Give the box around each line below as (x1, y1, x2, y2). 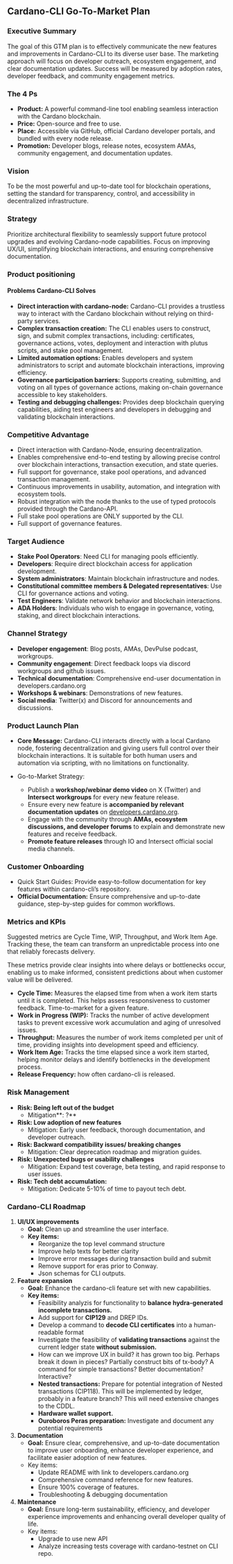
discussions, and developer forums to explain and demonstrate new (27, 822, 225, 831)
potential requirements (37, 1424, 103, 1432)
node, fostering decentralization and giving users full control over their (17, 744, 219, 752)
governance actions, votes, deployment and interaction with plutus (17, 339, 208, 347)
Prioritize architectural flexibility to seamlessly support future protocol (7, 230, 207, 238)
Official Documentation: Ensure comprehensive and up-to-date (17, 892, 201, 901)
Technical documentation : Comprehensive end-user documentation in (17, 674, 221, 682)
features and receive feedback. (27, 829, 117, 838)
